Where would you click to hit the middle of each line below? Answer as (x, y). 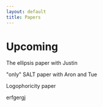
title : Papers (24, 17)
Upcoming (32, 47)
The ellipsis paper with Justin (42, 63)
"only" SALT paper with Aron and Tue (52, 74)
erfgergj (16, 97)
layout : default (26, 12)
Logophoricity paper (31, 86)
